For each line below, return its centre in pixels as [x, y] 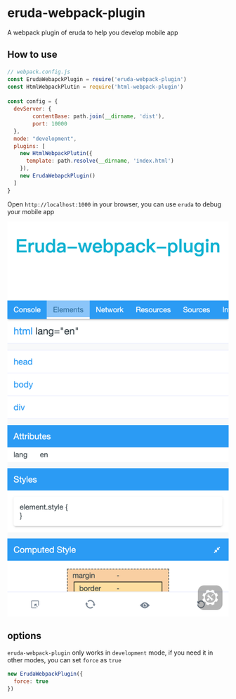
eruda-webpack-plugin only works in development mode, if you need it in [110, 652]
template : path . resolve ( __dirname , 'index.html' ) [100, 161]
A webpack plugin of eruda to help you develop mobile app [93, 32]
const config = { [33, 101]
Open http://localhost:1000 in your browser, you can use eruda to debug [114, 204]
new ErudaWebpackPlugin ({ [45, 674]
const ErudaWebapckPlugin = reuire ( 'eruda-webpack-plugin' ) [97, 79]
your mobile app [31, 211]
